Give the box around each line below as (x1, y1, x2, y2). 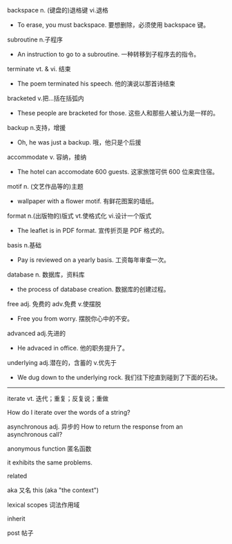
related (7, 472, 28, 480)
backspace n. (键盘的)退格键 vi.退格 (7, 6, 108, 14)
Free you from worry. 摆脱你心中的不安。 (17, 315, 133, 323)
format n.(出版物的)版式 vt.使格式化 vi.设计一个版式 (7, 212, 152, 220)
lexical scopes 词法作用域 (7, 500, 80, 509)
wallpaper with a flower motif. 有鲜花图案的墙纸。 (17, 197, 158, 205)
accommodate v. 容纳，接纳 (7, 153, 87, 161)
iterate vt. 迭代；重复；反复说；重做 (7, 395, 109, 402)
